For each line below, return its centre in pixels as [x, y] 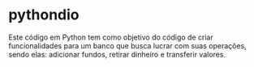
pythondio [44, 15]
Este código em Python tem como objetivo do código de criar [111, 37]
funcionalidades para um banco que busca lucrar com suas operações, [128, 45]
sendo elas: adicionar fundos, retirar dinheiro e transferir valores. [117, 54]
